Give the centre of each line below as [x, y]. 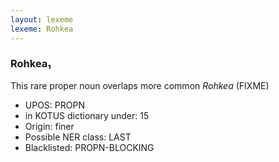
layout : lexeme [42, 19]
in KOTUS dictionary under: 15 [87, 115]
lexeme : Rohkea [42, 29]
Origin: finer [49, 126]
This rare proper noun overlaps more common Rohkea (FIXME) [140, 85]
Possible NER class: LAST [78, 137]
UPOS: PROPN [54, 105]
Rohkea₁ [31, 64]
